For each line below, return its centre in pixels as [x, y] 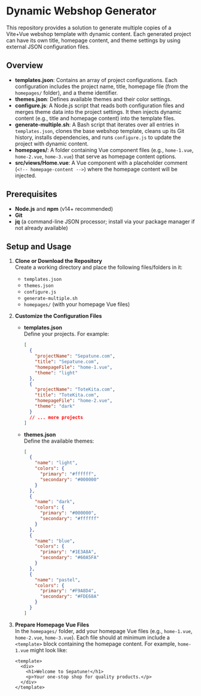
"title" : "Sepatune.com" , [67, 362]
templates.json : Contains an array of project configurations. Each [96, 80]
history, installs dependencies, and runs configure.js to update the [98, 137]
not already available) [41, 228]
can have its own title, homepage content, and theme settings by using [93, 40]
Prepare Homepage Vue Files [52, 625]
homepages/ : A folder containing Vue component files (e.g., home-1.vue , [104, 150]
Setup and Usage [39, 246]
